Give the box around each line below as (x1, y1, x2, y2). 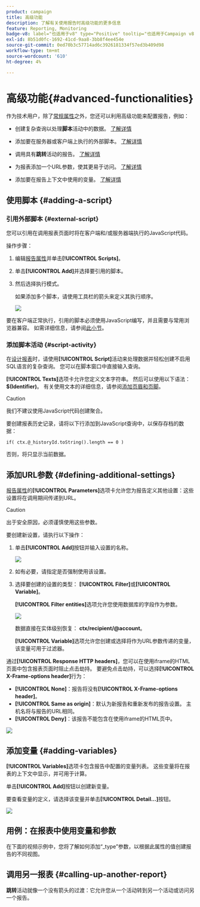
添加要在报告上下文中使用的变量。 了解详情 (14, 176, 121, 183)
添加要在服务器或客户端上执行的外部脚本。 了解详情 (14, 138, 142, 145)
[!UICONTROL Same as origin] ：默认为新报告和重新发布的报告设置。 (14, 700, 185, 707)
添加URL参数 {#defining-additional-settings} (6, 470, 176, 480)
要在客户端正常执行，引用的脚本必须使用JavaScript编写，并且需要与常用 (6, 317, 184, 324)
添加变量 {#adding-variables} (6, 746, 118, 756)
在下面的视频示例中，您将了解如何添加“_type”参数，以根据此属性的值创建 (6, 842, 186, 850)
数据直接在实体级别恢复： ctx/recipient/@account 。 (14, 625, 146, 632)
